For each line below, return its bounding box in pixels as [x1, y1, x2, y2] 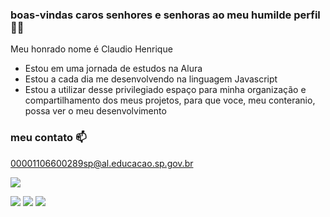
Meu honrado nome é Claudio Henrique [10, 43, 173, 55]
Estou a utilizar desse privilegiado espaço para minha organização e [24, 84, 307, 96]
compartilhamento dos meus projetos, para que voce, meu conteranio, [24, 94, 316, 107]
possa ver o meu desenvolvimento [24, 105, 167, 117]
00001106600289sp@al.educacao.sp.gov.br [10, 157, 194, 169]
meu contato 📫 [10, 131, 87, 145]
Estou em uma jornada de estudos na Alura [24, 63, 203, 75]
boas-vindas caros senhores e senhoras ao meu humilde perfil [10, 8, 321, 22]
